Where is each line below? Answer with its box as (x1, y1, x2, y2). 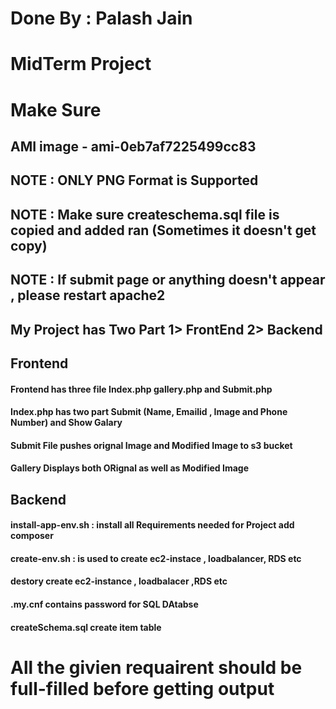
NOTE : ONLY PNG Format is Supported (10, 172, 259, 189)
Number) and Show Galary (10, 417, 123, 429)
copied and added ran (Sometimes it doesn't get (10, 222, 317, 239)
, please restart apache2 (10, 287, 166, 304)
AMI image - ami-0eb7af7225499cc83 (10, 138, 257, 155)
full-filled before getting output (10, 677, 275, 700)
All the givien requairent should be (10, 656, 303, 679)
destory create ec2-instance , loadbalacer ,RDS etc (10, 575, 228, 587)
